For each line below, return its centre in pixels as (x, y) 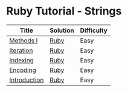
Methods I (24, 41)
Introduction (27, 80)
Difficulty (94, 30)
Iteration (21, 50)
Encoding (23, 70)
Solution (62, 30)
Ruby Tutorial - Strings (64, 11)
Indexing (22, 60)
